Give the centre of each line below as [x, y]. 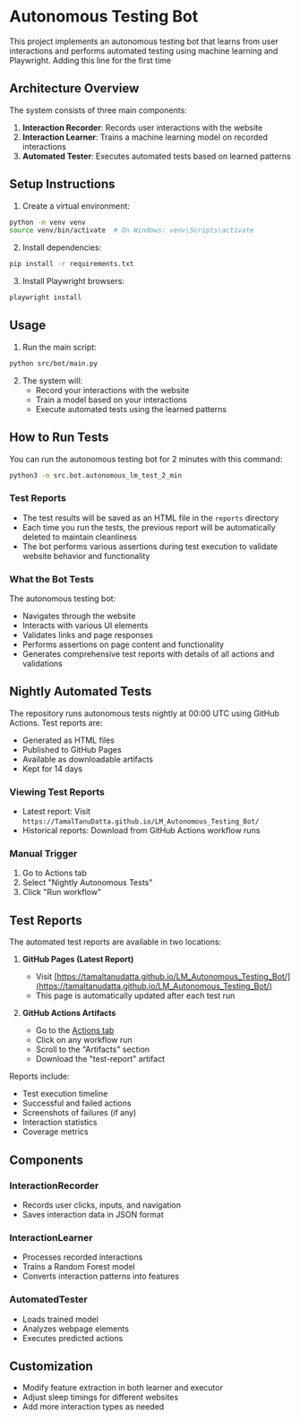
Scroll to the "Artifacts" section [93, 1049]
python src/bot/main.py [54, 363]
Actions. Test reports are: [56, 722]
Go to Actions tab [55, 873]
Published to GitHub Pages [72, 749]
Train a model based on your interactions [111, 400]
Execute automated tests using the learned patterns [131, 409]
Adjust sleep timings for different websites [100, 1397]
